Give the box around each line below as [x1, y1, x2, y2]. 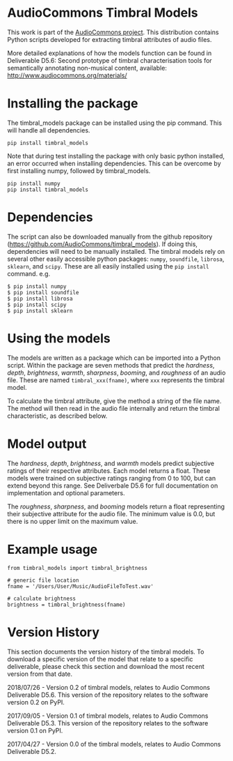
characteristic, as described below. [7, 412, 108, 420]
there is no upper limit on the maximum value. [7, 517, 138, 525]
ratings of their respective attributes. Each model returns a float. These [7, 466, 211, 475]
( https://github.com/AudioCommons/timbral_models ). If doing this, [7, 239, 198, 248]
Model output [7, 436, 87, 451]
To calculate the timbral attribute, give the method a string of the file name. [7, 396, 222, 405]
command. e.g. [7, 269, 51, 278]
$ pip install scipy [7, 301, 67, 308]
